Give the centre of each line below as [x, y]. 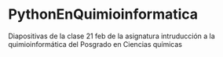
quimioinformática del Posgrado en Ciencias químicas [95, 44]
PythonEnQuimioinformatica [103, 14]
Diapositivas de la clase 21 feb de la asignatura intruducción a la [112, 36]
